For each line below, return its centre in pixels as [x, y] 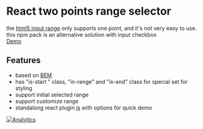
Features [23, 60]
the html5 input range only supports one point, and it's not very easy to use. [101, 28]
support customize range [47, 101]
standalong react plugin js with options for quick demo [84, 108]
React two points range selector [89, 11]
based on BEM [34, 75]
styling [23, 88]
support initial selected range [52, 94]
